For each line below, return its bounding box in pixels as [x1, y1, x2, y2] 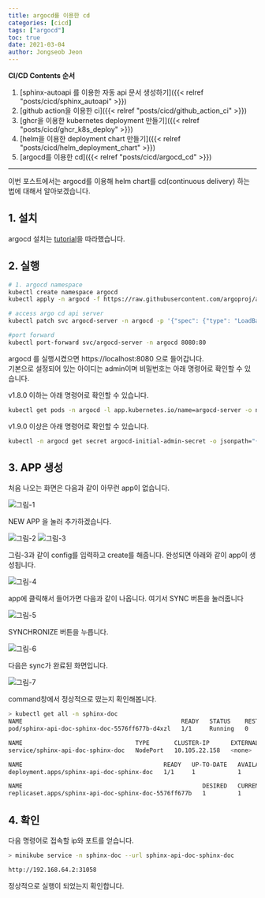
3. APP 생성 [8, 461, 63, 474]
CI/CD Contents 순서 [8, 71, 76, 80]
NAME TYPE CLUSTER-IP [8, 739, 211, 746]
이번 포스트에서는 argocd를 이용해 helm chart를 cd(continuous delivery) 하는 [8, 177, 250, 185]
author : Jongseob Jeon [8, 48, 83, 56]
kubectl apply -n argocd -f [8, 295, 101, 304]
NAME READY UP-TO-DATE [8, 761, 227, 769]
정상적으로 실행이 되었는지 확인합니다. [8, 881, 125, 890]
